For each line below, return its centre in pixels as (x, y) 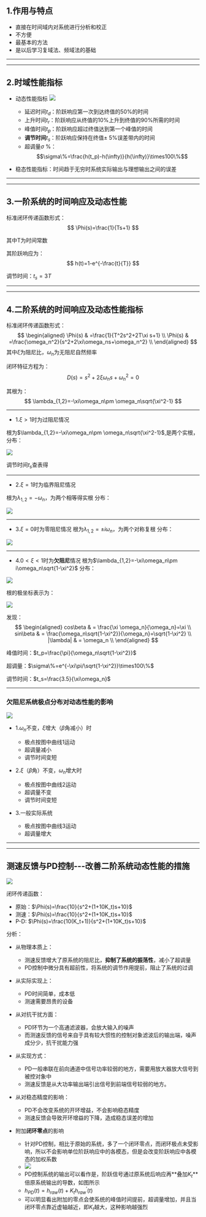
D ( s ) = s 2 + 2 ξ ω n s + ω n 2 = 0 (103, 377)
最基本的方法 (31, 42)
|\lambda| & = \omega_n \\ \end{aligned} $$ (103, 640)
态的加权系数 (40, 1159)
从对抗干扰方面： (37, 1014)
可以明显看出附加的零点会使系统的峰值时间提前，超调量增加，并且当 (110, 1199)
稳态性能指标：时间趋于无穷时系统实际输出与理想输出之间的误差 (96, 169)
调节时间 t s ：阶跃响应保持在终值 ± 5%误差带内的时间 (90, 138)
